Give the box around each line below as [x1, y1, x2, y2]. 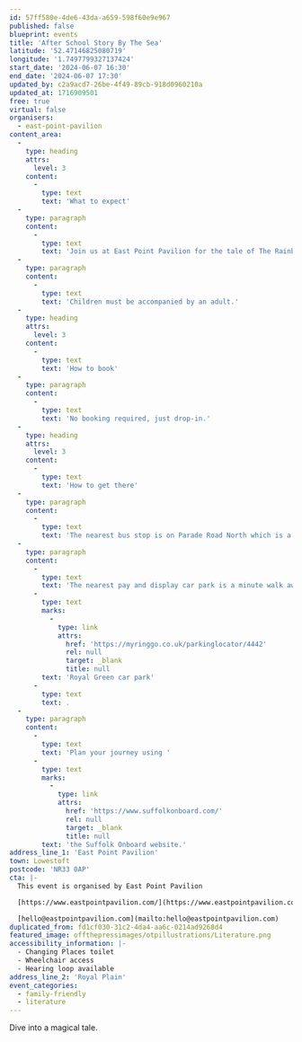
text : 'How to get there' [41, 481, 139, 490]
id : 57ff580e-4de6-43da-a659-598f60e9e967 [9, 13, 171, 22]
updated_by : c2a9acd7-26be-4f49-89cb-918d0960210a [9, 80, 203, 89]
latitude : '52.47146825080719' [9, 47, 127, 56]
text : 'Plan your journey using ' [41, 747, 171, 757]
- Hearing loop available [17, 964, 115, 973]
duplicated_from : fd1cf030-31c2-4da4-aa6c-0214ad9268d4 [9, 923, 223, 932]
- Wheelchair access [17, 956, 94, 965]
